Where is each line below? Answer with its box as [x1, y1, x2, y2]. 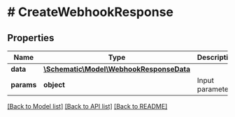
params [10, 80, 37, 89]
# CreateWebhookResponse [7, 4, 173, 20]
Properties [7, 32, 55, 44]
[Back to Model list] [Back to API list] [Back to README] [7, 102, 168, 110]
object [43, 80, 65, 89]
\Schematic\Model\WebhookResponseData [43, 64, 191, 74]
